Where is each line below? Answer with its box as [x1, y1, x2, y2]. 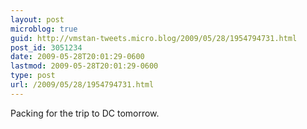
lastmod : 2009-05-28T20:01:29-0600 [10, 61, 159, 71]
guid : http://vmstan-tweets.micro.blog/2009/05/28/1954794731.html [10, 33, 298, 43]
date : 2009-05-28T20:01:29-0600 [10, 52, 145, 62]
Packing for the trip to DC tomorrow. [10, 107, 160, 119]
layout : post [10, 14, 65, 25]
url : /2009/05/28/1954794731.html [10, 80, 155, 90]
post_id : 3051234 [10, 42, 83, 53]
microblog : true [10, 24, 78, 34]
